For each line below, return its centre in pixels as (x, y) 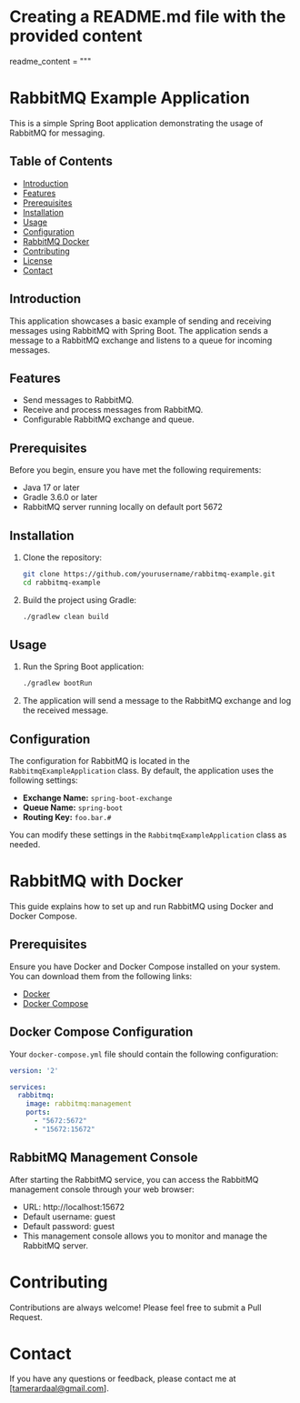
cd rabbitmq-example (61, 582)
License (37, 260)
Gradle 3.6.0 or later (60, 497)
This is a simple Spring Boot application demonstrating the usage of (136, 123)
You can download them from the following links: (101, 976)
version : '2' (34, 1070)
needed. (25, 845)
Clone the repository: (62, 557)
